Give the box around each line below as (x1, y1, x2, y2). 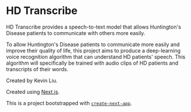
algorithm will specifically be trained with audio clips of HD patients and (6, 60, 179, 66)
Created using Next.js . (6, 88, 60, 95)
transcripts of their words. (6, 65, 69, 72)
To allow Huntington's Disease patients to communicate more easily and (6, 41, 180, 48)
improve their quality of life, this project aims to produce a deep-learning (6, 47, 181, 54)
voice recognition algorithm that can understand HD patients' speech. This (6, 53, 186, 60)
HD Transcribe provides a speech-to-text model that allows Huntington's (6, 23, 181, 30)
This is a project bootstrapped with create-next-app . (6, 99, 133, 106)
